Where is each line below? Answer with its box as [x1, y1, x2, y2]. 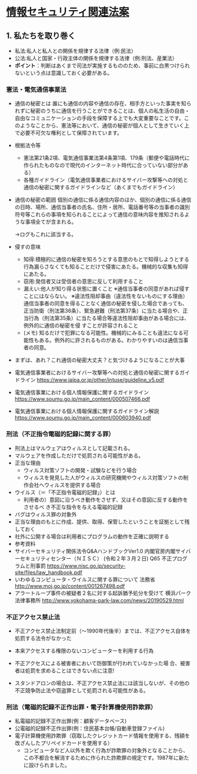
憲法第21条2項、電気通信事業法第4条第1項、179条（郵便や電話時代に [23, 154, 190, 162]
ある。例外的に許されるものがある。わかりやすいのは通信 [39, 336, 178, 344]
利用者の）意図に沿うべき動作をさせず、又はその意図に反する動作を [23, 496, 188, 503]
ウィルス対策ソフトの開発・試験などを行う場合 [23, 466, 137, 473]
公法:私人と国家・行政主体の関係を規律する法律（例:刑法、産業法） [14, 55, 178, 62]
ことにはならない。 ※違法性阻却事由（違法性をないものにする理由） [23, 292, 188, 300]
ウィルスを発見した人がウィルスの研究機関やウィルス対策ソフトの [23, 474, 183, 481]
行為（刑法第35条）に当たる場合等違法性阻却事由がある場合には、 [28, 315, 190, 322]
